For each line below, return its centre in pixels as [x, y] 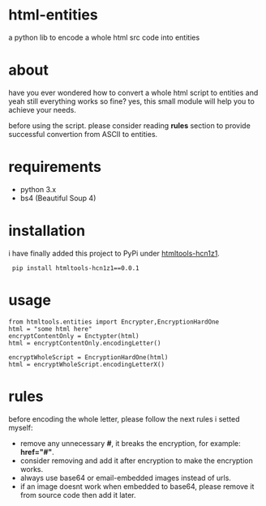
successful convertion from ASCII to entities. [83, 134]
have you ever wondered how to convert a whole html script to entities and [133, 92]
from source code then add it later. [78, 495]
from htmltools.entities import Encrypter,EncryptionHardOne [114, 322]
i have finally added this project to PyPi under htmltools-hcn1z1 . [114, 253]
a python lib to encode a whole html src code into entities [104, 37]
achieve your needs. [43, 109]
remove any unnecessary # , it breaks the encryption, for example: [130, 443]
